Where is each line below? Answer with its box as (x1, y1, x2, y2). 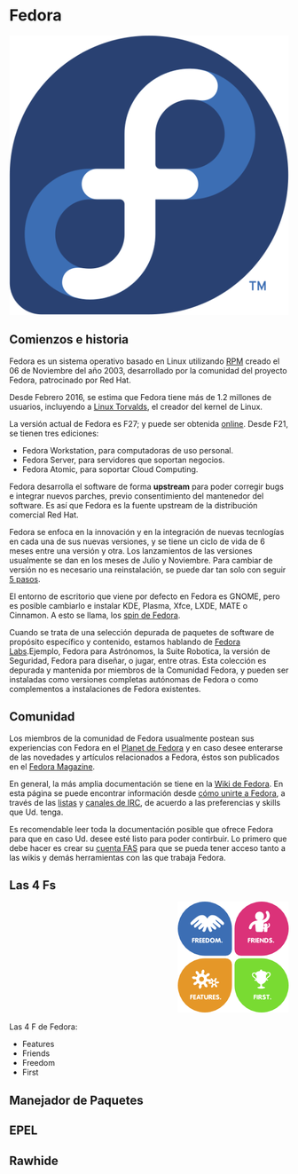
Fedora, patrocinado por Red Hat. (9, 374, 131, 385)
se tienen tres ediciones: (9, 428, 99, 438)
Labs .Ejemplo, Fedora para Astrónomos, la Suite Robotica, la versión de (9, 645, 271, 657)
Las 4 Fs (9, 878, 57, 893)
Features (21, 1039, 55, 1050)
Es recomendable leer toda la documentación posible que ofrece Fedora (9, 823, 273, 834)
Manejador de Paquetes (9, 1092, 144, 1107)
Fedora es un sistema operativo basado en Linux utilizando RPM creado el (9, 356, 280, 366)
